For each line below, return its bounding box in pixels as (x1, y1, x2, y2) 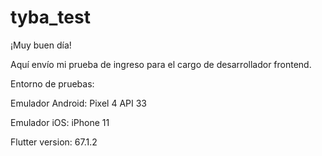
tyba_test (10, 6, 91, 29)
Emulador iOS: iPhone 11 (10, 116, 110, 128)
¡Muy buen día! (10, 39, 72, 51)
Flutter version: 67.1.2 (10, 136, 98, 148)
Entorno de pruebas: (10, 77, 95, 90)
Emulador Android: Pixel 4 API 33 (10, 97, 147, 109)
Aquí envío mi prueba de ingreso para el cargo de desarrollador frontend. (10, 58, 312, 70)
